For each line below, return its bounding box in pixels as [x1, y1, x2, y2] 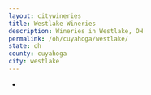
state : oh [8, 42, 42, 50]
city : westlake [8, 58, 60, 66]
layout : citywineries [8, 11, 82, 20]
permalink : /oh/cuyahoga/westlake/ [8, 34, 129, 43]
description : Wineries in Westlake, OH [8, 27, 144, 35]
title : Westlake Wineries [8, 19, 96, 28]
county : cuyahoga [8, 50, 67, 58]
